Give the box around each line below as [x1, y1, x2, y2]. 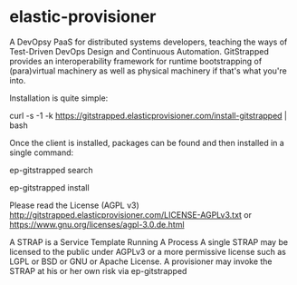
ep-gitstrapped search [9, 164, 93, 175]
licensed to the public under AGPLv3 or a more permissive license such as [9, 246, 287, 257]
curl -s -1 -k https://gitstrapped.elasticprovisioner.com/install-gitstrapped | [9, 110, 288, 121]
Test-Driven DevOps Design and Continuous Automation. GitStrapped [9, 45, 269, 56]
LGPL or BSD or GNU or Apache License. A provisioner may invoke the [9, 256, 273, 267]
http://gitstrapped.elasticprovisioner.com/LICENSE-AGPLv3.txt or [9, 209, 252, 220]
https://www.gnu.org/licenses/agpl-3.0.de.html [9, 219, 185, 230]
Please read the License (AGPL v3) [9, 200, 140, 211]
